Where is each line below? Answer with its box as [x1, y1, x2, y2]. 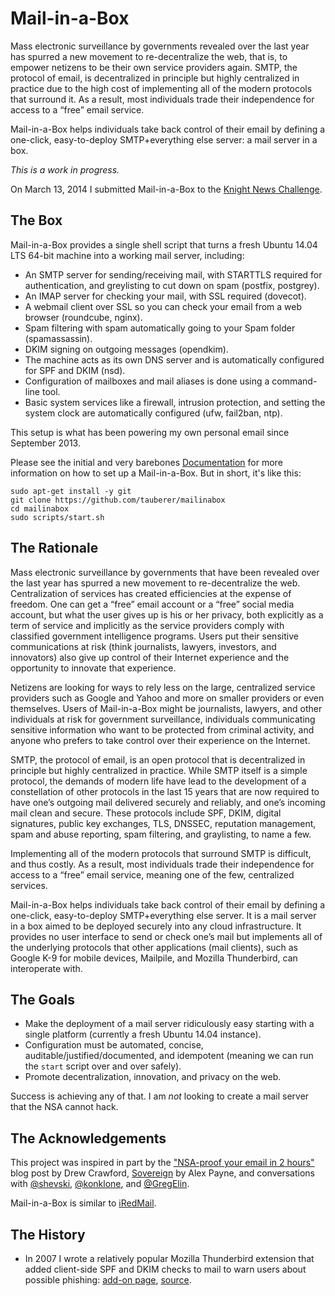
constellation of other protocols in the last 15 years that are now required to [10, 785, 320, 797]
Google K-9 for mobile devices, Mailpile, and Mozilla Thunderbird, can [10, 952, 298, 964]
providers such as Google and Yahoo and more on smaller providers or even [10, 692, 325, 704]
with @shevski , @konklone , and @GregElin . [10, 1178, 190, 1190]
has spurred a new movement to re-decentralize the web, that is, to [10, 50, 288, 62]
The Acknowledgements [10, 1130, 167, 1147]
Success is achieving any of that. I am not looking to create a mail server [10, 1090, 310, 1102]
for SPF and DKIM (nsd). [24, 364, 126, 376]
